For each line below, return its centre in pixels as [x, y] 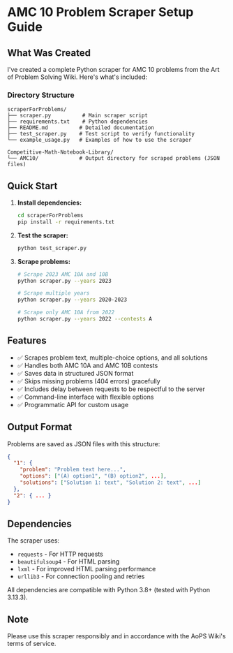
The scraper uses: [33, 541]
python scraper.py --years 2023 [64, 281]
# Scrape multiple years [53, 293]
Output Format [40, 427]
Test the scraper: [43, 235]
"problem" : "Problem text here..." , [73, 470]
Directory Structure [41, 95]
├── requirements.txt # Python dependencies [78, 122]
